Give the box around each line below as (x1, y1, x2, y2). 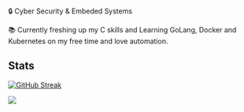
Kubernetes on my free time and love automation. (8, 36, 168, 46)
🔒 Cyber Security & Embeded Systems (8, 6, 132, 16)
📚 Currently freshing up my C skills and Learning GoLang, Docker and (8, 25, 237, 34)
